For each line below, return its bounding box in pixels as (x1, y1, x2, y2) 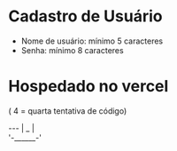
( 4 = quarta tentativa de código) (8, 105, 127, 116)
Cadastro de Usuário (8, 6, 163, 27)
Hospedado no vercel (8, 76, 169, 97)
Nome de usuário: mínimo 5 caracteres (20, 36, 164, 46)
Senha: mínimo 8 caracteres (20, 44, 125, 55)
